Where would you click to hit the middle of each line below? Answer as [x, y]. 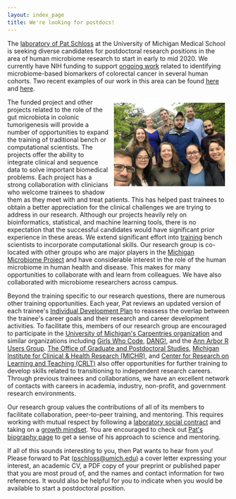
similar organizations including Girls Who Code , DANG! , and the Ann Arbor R [118, 341]
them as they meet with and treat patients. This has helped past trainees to [116, 199]
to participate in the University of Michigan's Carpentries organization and [115, 333]
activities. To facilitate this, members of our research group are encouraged [117, 325]
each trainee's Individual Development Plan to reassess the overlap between [118, 311]
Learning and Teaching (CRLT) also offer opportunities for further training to [117, 363]
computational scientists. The [50, 147]
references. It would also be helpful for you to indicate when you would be [115, 481]
